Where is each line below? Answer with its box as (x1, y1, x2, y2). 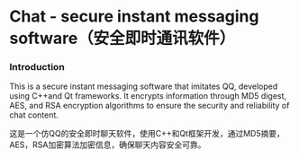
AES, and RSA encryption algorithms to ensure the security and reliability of (9, 101, 290, 111)
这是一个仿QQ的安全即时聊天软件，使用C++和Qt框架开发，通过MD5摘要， (9, 128, 285, 139)
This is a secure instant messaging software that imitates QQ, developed (9, 81, 278, 92)
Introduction (9, 61, 65, 74)
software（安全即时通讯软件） (9, 29, 236, 48)
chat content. (9, 110, 59, 120)
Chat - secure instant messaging (9, 6, 259, 27)
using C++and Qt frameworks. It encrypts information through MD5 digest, (9, 91, 286, 101)
